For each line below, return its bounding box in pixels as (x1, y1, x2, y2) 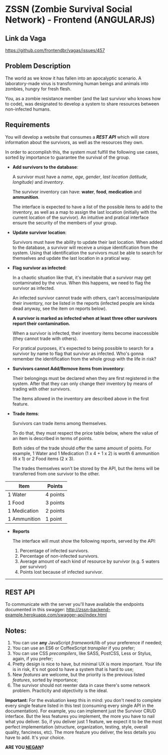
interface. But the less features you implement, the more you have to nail (5, 713, 155, 719)
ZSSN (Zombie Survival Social (5, 4, 132, 15)
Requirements (5, 121, 50, 129)
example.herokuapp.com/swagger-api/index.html (5, 612, 107, 618)
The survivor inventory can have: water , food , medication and (12, 189, 141, 195)
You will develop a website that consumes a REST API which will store (5, 134, 149, 140)
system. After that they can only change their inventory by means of (12, 381, 153, 387)
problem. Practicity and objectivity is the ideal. (12, 687, 108, 694)
